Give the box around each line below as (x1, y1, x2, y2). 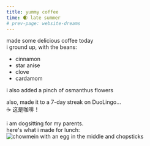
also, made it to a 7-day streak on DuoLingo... (6, 98, 121, 106)
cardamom (15, 75, 43, 82)
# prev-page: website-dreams (6, 20, 81, 26)
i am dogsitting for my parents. (6, 120, 84, 127)
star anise (15, 62, 40, 69)
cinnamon (15, 56, 41, 63)
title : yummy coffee (6, 9, 59, 15)
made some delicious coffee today (6, 37, 94, 45)
